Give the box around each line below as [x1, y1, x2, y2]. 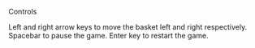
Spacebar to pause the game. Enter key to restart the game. [8, 31, 209, 40]
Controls [8, 7, 37, 16]
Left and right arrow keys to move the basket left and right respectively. [8, 22, 248, 31]
